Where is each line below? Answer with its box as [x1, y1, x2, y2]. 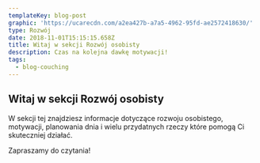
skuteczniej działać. [8, 130, 73, 139]
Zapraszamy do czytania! [8, 146, 91, 155]
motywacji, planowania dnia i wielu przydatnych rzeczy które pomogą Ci [8, 122, 245, 131]
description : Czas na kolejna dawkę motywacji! [8, 48, 169, 56]
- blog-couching [15, 63, 69, 71]
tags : [8, 56, 26, 64]
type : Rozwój [8, 26, 52, 34]
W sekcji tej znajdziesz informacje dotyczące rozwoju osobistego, [8, 113, 224, 123]
